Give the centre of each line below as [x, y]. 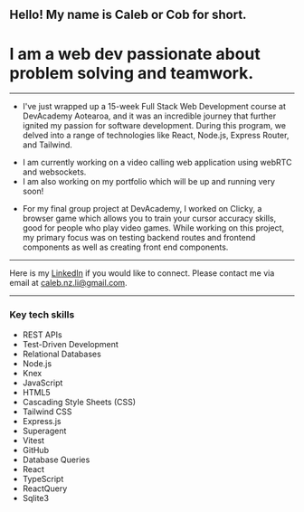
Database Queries [56, 460]
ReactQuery [45, 488]
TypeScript [43, 479]
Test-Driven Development [71, 344]
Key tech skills [42, 315]
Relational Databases [62, 354]
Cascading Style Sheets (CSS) [79, 402]
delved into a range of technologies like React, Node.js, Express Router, [156, 136]
